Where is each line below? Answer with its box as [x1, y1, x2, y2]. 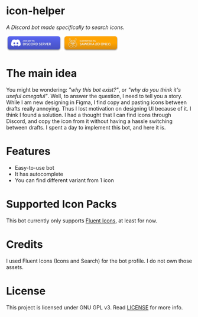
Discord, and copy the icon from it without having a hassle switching [6, 118, 173, 125]
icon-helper [6, 4, 66, 18]
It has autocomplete [14, 170, 64, 177]
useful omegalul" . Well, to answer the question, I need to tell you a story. [6, 93, 183, 100]
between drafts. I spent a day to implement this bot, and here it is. [6, 124, 166, 131]
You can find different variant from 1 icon [14, 177, 114, 184]
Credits [6, 238, 43, 251]
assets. [6, 263, 24, 270]
